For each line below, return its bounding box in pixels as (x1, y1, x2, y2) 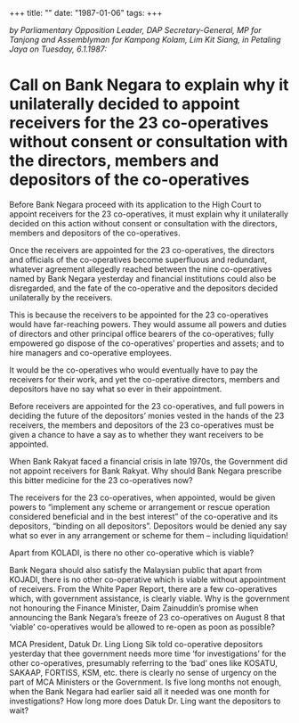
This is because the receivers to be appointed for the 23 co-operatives (9, 309, 269, 320)
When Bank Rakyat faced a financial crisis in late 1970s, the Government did (9, 456, 287, 466)
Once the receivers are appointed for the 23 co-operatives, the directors (9, 244, 275, 255)
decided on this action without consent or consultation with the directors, (9, 218, 278, 228)
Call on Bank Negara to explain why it (9, 75, 289, 95)
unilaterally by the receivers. (9, 292, 113, 302)
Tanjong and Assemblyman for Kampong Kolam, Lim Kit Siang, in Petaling (9, 35, 282, 45)
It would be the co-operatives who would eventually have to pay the (9, 365, 258, 375)
